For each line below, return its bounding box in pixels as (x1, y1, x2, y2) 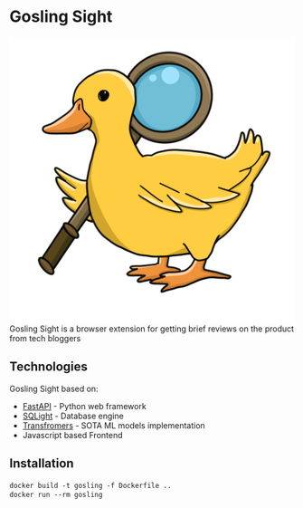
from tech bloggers (9, 332, 81, 343)
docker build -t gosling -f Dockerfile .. (9, 481, 172, 490)
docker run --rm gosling (9, 490, 103, 499)
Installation (9, 455, 74, 472)
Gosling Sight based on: (9, 383, 99, 394)
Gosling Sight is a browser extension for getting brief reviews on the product (9, 323, 295, 334)
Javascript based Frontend (22, 429, 124, 440)
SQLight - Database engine (22, 410, 124, 421)
